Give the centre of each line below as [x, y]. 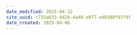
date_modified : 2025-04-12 [39, 12]
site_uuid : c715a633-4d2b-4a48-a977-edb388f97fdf [69, 17]
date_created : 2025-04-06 [38, 23]
